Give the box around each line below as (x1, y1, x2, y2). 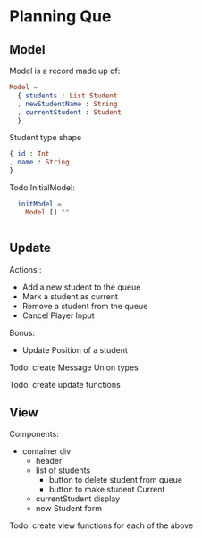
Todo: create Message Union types (9, 362, 139, 373)
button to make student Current (48, 484, 165, 495)
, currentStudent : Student (17, 107, 122, 117)
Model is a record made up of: (9, 65, 121, 76)
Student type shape (9, 132, 82, 143)
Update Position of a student (21, 344, 128, 355)
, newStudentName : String (17, 99, 118, 108)
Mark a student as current (21, 290, 118, 301)
